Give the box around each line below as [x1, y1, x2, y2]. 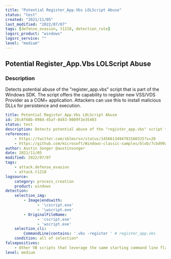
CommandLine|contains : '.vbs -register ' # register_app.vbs [23, 231, 156, 236]
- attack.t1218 [14, 169, 47, 174]
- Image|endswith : [23, 198, 63, 203]
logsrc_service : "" [5, 36, 47, 41]
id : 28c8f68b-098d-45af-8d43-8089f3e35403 [5, 117, 97, 122]
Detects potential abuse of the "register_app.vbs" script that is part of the [5, 86, 159, 92]
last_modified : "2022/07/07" [5, 21, 67, 27]
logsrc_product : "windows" [5, 31, 63, 36]
